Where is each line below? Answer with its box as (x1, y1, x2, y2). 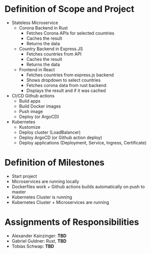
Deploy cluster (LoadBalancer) (19, 129, 81, 135)
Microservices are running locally (11, 178, 79, 184)
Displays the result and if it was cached (26, 87, 106, 93)
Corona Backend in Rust (19, 25, 68, 30)
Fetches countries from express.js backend (26, 72, 114, 78)
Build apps (19, 98, 41, 104)
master (11, 189, 26, 195)
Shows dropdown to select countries (26, 77, 101, 83)
